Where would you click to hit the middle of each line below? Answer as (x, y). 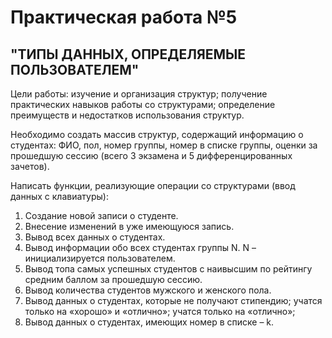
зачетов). (30, 166)
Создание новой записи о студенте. (101, 215)
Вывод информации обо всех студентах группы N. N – (140, 247)
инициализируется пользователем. (100, 258)
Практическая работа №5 (124, 17)
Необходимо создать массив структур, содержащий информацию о (157, 134)
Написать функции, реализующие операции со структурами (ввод (153, 185)
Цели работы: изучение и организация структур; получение (139, 94)
